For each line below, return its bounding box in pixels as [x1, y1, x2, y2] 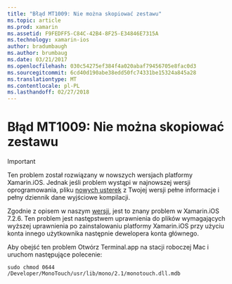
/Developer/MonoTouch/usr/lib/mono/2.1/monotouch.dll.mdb [7, 270, 181, 278]
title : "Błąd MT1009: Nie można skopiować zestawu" [7, 10, 162, 18]
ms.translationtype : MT [7, 75, 77, 83]
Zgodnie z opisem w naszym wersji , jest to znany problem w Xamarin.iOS [7, 207, 220, 215]
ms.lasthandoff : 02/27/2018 [7, 89, 90, 96]
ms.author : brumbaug [7, 50, 68, 57]
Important [7, 157, 36, 166]
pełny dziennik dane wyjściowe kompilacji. [7, 193, 131, 202]
